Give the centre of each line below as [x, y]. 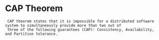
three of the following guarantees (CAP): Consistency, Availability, [80, 29]
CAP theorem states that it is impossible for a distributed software [80, 21]
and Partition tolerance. [31, 34]
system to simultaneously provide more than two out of [63, 25]
